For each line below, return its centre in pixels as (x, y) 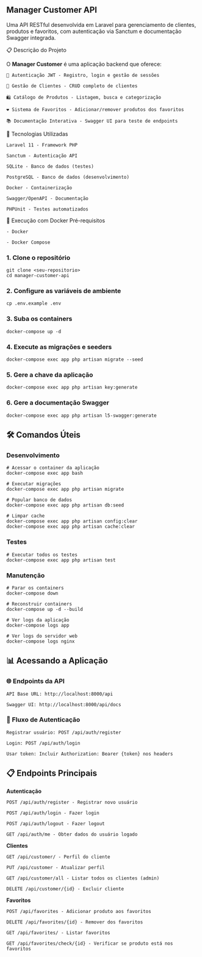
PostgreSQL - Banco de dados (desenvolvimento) (68, 177)
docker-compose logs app (38, 625)
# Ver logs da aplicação (38, 620)
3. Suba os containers (39, 319)
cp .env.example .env (34, 304)
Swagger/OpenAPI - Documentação (47, 198)
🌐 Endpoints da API (36, 681)
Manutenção (26, 575)
